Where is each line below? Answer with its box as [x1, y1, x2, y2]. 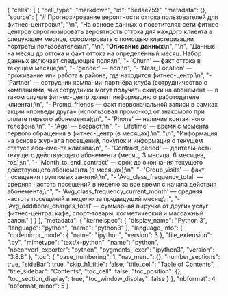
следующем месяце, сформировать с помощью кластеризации [7, 35, 194, 43]
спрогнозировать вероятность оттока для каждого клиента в [33, 27, 213, 36]
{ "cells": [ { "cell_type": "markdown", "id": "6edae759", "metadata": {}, [7, 6, 207, 14]
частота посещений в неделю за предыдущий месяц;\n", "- [7, 195, 180, 202]
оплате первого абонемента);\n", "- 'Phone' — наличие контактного [7, 115, 205, 122]
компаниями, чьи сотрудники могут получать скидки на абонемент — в [7, 85, 219, 94]
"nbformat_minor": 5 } [7, 282, 69, 290]
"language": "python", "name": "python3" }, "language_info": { [7, 224, 183, 232]
